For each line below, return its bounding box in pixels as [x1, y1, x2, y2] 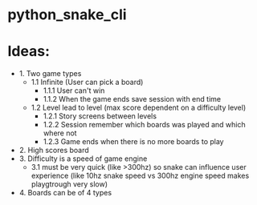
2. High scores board [18, 146, 89, 155]
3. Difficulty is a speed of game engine [18, 154, 148, 163]
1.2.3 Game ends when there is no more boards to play [43, 137, 224, 147]
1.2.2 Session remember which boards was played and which [43, 120, 246, 130]
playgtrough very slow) [31, 179, 108, 189]
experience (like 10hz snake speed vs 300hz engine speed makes [31, 171, 250, 181]
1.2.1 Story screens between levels [43, 111, 157, 121]
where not [43, 128, 77, 138]
